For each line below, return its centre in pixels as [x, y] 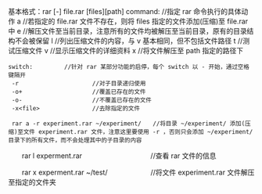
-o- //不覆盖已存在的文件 [82, 100]
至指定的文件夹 [32, 182]
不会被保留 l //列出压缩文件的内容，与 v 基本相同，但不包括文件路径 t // [129, 41]
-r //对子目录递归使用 [79, 84]
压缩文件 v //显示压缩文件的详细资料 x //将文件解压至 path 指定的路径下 [129, 50]
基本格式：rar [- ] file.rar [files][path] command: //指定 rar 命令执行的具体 [125, 11]
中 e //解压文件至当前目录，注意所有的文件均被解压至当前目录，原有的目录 [128, 31]
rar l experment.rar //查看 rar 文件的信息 [119, 156]
